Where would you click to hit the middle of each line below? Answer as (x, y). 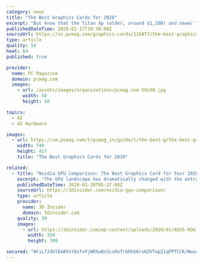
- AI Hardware (29, 124)
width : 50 (34, 96)
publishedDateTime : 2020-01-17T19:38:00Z (59, 29)
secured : (17, 252)
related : (17, 168)
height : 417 (32, 152)
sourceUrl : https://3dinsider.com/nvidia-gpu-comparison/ (92, 190)
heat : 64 (17, 51)
